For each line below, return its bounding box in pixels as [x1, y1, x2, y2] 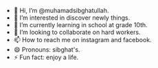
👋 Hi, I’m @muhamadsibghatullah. [13, 7, 109, 14]
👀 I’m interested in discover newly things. [13, 14, 131, 22]
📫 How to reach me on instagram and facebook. [13, 36, 153, 44]
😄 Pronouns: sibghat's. [13, 46, 80, 54]
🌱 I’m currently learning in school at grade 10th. [13, 21, 148, 29]
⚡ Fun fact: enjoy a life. [13, 53, 79, 61]
